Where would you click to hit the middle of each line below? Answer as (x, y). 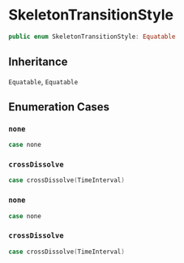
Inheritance (38, 62)
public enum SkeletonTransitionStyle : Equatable (92, 37)
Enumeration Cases (59, 107)
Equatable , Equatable (43, 81)
